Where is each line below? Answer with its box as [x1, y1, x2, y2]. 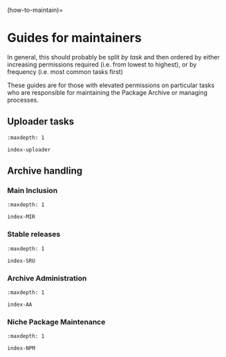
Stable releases [7, 230, 61, 239]
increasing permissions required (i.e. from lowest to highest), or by [7, 60, 197, 68]
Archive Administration [7, 273, 87, 283]
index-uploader [7, 146, 51, 153]
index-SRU [7, 257, 36, 264]
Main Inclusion [7, 186, 58, 196]
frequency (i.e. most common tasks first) [7, 67, 123, 75]
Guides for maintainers [7, 30, 142, 46]
